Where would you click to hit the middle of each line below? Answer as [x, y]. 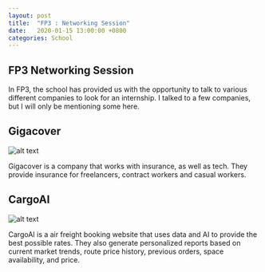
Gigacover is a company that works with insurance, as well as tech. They [128, 166]
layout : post [30, 16]
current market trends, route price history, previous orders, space [116, 251]
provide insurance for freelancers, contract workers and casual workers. [127, 174]
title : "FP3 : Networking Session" [69, 23]
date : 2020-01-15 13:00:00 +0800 [67, 30]
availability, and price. [44, 259]
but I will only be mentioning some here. [74, 106]
